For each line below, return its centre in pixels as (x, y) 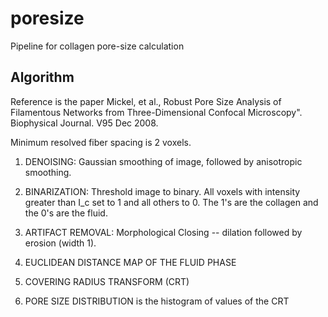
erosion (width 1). (60, 243)
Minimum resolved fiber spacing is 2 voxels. (101, 142)
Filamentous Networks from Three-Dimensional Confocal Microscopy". (156, 112)
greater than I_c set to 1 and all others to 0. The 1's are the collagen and (171, 202)
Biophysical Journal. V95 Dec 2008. (84, 123)
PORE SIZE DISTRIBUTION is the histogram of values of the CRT (157, 301)
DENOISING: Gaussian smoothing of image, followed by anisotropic (163, 161)
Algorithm (42, 77)
